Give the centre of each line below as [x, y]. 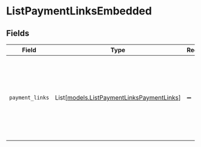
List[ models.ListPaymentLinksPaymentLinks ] [118, 97]
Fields [18, 33]
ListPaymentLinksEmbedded [79, 11]
